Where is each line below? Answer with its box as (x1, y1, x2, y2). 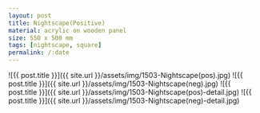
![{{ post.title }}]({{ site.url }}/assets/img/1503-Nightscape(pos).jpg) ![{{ (8, 71, 244, 80)
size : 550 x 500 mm (8, 33, 74, 42)
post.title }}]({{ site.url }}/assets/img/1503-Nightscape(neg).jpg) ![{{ (8, 79, 231, 88)
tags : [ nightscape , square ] (8, 41, 102, 49)
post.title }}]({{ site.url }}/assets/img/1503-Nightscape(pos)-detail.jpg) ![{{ (8, 88, 252, 96)
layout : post (8, 11, 52, 20)
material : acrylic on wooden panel (8, 26, 127, 34)
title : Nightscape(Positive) (8, 19, 106, 27)
